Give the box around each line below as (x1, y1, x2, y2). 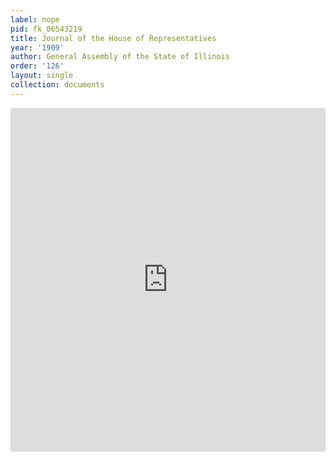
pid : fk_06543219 (10, 24, 83, 34)
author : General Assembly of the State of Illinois (10, 52, 230, 62)
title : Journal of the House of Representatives (10, 33, 217, 43)
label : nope (10, 14, 60, 25)
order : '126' (10, 61, 65, 71)
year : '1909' (10, 42, 65, 53)
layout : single (10, 71, 74, 81)
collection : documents (10, 80, 105, 90)
